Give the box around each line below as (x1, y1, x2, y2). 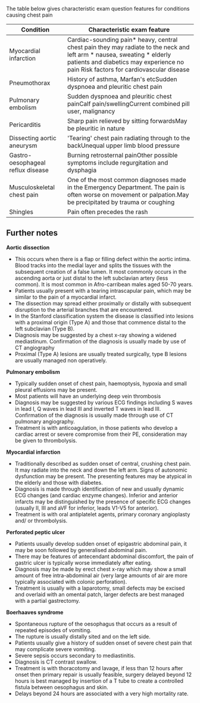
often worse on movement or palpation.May (67, 191, 189, 199)
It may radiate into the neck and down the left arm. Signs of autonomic (14, 466, 187, 473)
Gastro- (9, 151, 32, 159)
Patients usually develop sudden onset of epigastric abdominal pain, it (14, 540, 187, 547)
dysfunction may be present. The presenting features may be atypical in (14, 472, 192, 479)
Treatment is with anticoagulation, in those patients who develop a (14, 424, 178, 431)
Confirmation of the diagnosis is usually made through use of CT (14, 411, 174, 419)
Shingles (9, 208, 34, 216)
